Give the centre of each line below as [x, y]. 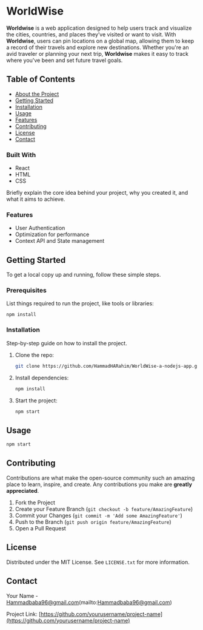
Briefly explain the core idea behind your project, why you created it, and [97, 193]
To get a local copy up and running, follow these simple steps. [84, 275]
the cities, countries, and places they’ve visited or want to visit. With [92, 34]
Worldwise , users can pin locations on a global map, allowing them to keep [100, 41]
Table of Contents [41, 79]
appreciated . [23, 490]
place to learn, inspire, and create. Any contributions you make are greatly [99, 484]
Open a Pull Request [41, 528]
